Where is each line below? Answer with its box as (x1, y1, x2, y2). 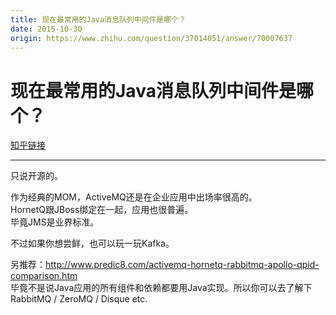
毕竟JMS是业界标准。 (10, 216, 100, 228)
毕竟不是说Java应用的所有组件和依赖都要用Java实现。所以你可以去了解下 (10, 282, 313, 294)
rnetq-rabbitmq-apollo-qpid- (200, 259, 320, 271)
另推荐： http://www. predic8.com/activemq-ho (10, 259, 202, 271)
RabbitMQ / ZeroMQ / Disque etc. (10, 293, 148, 305)
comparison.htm (10, 270, 78, 282)
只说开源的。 (10, 170, 63, 182)
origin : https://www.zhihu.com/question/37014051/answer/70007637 (10, 33, 293, 43)
